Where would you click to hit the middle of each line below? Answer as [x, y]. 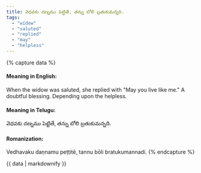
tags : [13, 17]
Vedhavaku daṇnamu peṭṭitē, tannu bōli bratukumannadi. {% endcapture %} [101, 152]
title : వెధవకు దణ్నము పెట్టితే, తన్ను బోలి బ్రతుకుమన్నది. [65, 12]
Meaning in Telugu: [31, 110]
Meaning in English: [32, 77]
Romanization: [25, 139]
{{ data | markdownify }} [37, 164]
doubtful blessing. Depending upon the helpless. [67, 96]
